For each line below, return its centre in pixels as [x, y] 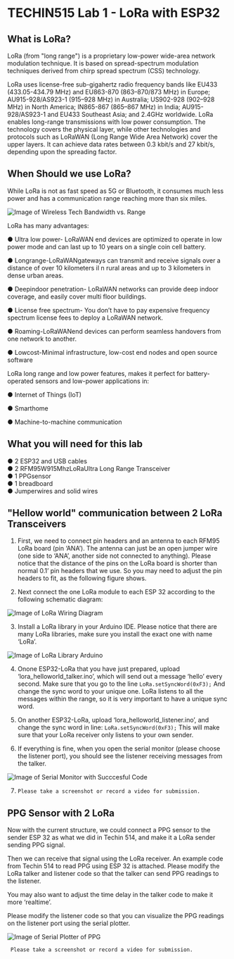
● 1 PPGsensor [29, 476]
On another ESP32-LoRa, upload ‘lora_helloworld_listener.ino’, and [113, 720]
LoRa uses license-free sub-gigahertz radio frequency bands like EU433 [112, 84]
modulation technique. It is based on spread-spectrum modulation [103, 63]
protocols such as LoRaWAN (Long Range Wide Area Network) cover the [112, 137]
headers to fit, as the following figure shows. [82, 578]
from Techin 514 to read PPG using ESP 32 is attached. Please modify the [113, 866]
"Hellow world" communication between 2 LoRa [115, 513]
